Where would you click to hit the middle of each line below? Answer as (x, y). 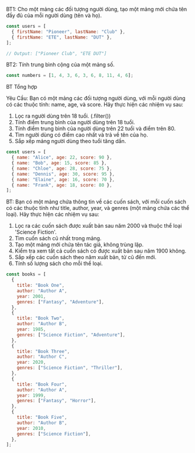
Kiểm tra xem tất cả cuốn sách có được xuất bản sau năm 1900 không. (100, 251)
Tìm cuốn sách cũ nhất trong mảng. (58, 238)
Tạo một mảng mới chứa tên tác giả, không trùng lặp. (79, 245)
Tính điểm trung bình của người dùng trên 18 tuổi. (75, 122)
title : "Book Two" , (41, 318)
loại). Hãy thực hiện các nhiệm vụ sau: (53, 214)
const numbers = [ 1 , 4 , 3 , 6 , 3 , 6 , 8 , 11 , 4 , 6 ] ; (70, 76)
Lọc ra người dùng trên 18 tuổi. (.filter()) (63, 116)
